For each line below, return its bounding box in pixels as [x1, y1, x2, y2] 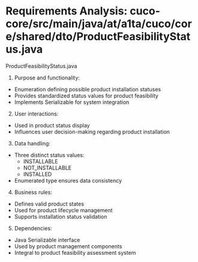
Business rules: [14, 188, 52, 196]
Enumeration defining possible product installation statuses [14, 85, 161, 93]
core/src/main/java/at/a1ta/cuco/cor [5, 17, 193, 31]
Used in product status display [14, 121, 91, 129]
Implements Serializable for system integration [14, 98, 130, 106]
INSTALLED [23, 170, 52, 178]
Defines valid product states [14, 200, 85, 207]
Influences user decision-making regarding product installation [14, 128, 170, 135]
